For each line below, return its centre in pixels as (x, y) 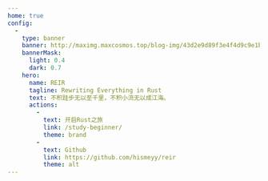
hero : (31, 75)
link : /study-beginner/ (83, 127)
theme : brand (65, 135)
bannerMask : (42, 53)
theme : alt (61, 165)
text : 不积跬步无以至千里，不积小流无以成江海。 (99, 98)
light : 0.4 (47, 61)
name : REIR (47, 82)
